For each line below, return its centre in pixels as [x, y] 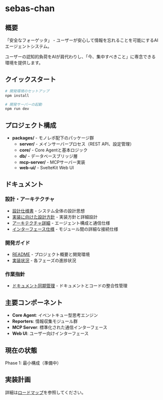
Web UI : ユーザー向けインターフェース [50, 333]
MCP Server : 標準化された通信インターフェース [60, 327]
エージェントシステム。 [28, 46]
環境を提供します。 [24, 63]
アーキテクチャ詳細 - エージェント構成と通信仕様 [61, 223]
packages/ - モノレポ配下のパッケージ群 [53, 138]
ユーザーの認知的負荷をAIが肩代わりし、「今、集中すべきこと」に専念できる [80, 57]
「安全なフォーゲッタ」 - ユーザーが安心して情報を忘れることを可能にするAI [82, 40]
